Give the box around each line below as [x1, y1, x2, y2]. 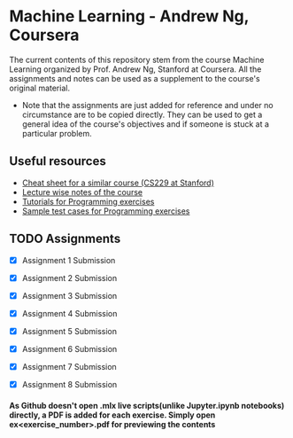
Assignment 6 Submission [21, 343, 118, 354]
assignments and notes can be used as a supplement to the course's [9, 73, 260, 83]
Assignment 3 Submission [21, 290, 118, 301]
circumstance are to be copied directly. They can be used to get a [21, 109, 263, 120]
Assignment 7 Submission [21, 361, 117, 372]
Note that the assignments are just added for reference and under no [21, 99, 274, 110]
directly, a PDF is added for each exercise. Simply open [9, 410, 216, 420]
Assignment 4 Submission [21, 308, 118, 318]
